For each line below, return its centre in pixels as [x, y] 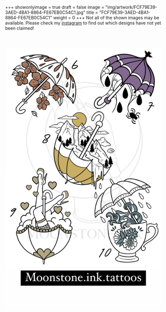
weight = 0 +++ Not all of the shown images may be [106, 18]
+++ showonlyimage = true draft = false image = [55, 7]
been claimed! [20, 28]
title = [92, 12]
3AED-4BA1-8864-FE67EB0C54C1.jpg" [45, 12]
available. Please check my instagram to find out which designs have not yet [83, 23]
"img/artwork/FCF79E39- [131, 7]
